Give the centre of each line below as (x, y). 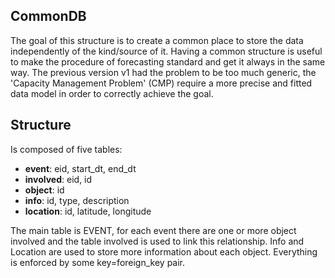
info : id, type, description (77, 200)
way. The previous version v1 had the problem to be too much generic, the (163, 72)
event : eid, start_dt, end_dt (80, 168)
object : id (44, 190)
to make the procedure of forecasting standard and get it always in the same (168, 61)
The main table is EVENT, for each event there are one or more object (153, 230)
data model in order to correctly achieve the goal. (112, 93)
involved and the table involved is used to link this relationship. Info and (157, 241)
